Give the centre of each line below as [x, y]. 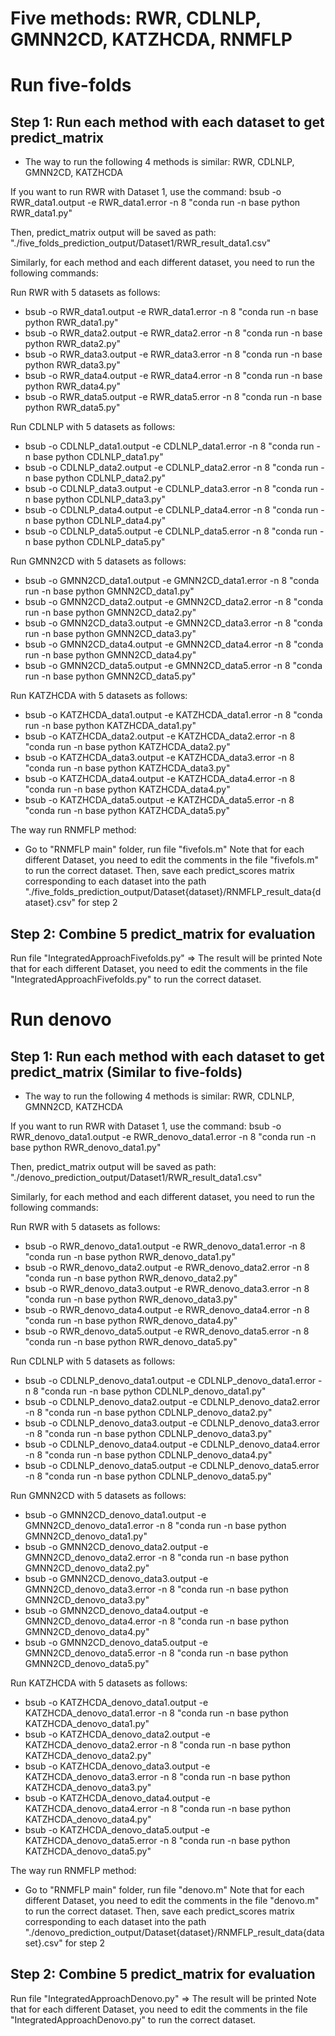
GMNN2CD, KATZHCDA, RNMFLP [151, 39]
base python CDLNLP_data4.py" [100, 521]
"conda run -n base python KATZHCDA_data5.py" [127, 811]
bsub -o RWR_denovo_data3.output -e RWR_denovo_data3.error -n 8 [167, 1288]
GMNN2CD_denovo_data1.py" [86, 1536]
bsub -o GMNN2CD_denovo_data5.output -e [116, 1642]
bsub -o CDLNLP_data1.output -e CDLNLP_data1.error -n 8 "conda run [169, 446]
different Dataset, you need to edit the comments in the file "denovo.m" [172, 1900]
